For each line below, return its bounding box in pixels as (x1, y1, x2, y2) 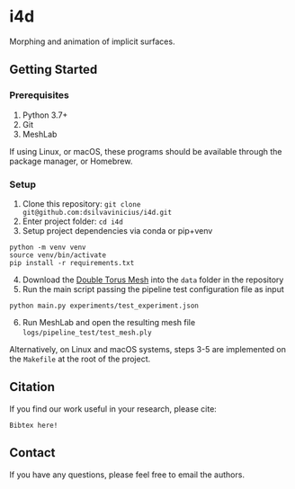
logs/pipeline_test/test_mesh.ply (22, 328, 152, 337)
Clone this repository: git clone (22, 198, 141, 209)
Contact (9, 445, 56, 460)
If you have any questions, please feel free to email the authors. (9, 469, 246, 480)
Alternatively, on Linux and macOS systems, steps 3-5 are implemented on (9, 343, 286, 354)
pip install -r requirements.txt (9, 258, 135, 267)
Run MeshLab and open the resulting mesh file (22, 316, 196, 327)
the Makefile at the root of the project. (9, 353, 151, 364)
